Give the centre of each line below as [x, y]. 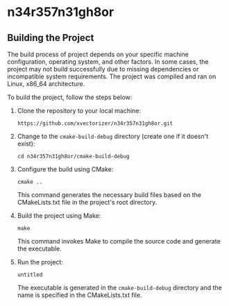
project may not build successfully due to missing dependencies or [103, 69]
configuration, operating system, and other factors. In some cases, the [108, 62]
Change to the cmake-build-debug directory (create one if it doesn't [113, 136]
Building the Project [51, 38]
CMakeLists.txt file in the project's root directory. [87, 202]
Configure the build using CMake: [65, 169]
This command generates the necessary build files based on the [109, 195]
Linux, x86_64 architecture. [46, 84]
